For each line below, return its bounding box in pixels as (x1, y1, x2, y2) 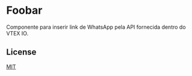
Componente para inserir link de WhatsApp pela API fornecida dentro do (6, 23, 186, 31)
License (6, 47, 37, 57)
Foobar (6, 4, 43, 17)
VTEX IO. (6, 29, 29, 37)
